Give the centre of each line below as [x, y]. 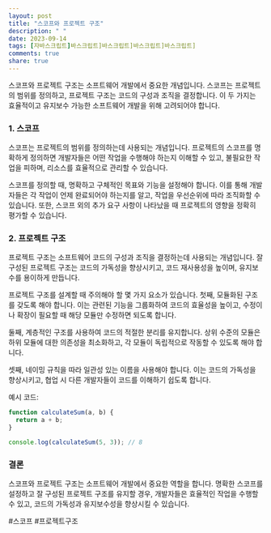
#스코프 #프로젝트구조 [43, 521]
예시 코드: [23, 397]
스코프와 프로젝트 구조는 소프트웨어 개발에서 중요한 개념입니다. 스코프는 [121, 85]
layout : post [30, 16]
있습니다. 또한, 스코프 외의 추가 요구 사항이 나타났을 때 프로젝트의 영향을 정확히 [132, 205]
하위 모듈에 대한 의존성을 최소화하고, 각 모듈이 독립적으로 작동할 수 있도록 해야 [131, 343]
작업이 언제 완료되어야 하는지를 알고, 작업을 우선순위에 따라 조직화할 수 [150, 195]
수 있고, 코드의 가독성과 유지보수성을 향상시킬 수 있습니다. [99, 504]
